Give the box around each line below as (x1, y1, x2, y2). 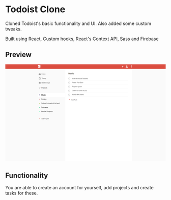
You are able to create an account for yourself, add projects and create (5, 185, 154, 191)
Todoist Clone (5, 4, 66, 15)
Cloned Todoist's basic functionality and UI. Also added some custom (5, 20, 152, 26)
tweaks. (5, 25, 22, 32)
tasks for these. (5, 190, 38, 196)
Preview (5, 50, 32, 59)
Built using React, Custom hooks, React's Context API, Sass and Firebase (5, 36, 159, 42)
